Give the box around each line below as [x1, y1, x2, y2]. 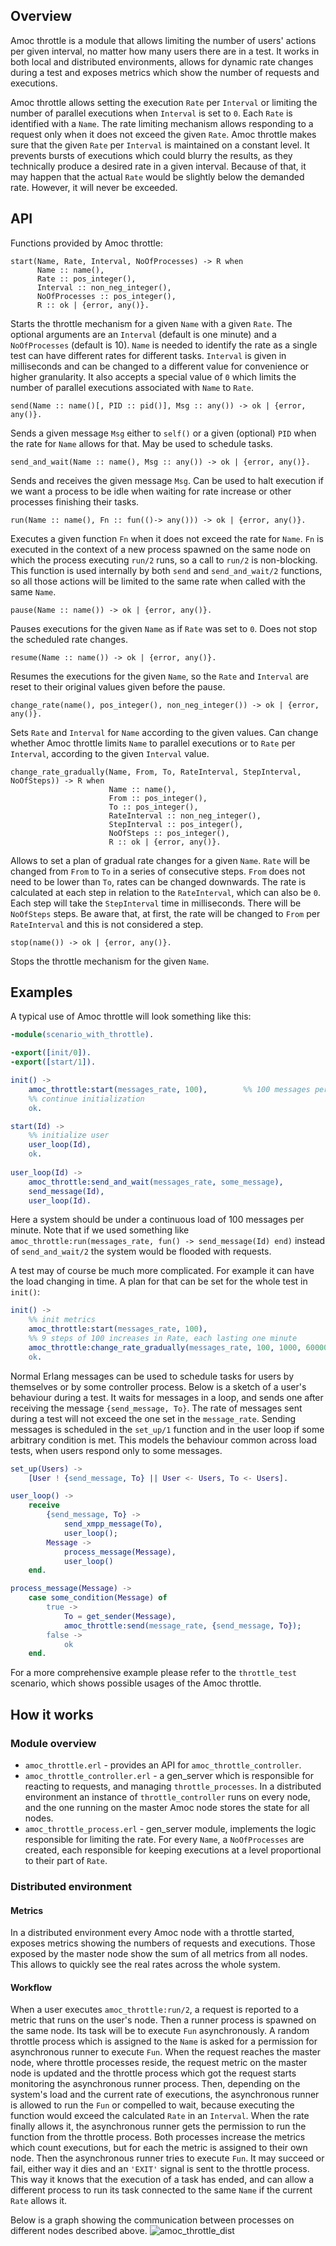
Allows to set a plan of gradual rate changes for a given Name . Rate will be [10, 854, 311, 866]
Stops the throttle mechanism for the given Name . [10, 955, 210, 967]
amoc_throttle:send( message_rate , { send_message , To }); [63, 1620, 302, 1631]
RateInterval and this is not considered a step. [10, 918, 204, 930]
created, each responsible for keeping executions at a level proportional [24, 1844, 322, 1856]
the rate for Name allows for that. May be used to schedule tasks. [10, 437, 273, 449]
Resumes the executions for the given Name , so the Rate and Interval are [10, 670, 310, 682]
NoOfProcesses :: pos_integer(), [36, 291, 177, 301]
